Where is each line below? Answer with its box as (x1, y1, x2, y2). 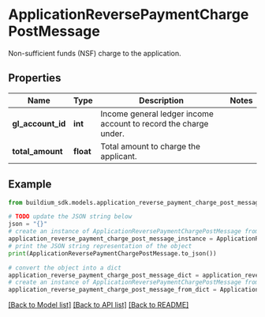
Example (8, 178, 52, 191)
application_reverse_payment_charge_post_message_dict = (8, 271, 200, 279)
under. (100, 128, 125, 139)
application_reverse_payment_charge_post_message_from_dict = (8, 286, 217, 294)
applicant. (100, 150, 137, 161)
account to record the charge (100, 118, 209, 129)
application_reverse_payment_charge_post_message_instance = (8, 235, 214, 243)
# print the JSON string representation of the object (8, 242, 192, 250)
